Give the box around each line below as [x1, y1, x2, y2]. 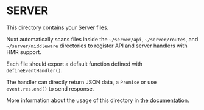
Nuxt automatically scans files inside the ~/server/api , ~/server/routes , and [6, 35, 199, 43]
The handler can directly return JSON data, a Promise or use [6, 78, 157, 86]
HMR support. [6, 48, 41, 55]
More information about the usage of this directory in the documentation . [6, 97, 190, 104]
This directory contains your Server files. [6, 24, 109, 31]
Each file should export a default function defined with [6, 60, 143, 67]
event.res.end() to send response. [6, 84, 94, 92]
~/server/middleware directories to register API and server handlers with [6, 42, 188, 49]
